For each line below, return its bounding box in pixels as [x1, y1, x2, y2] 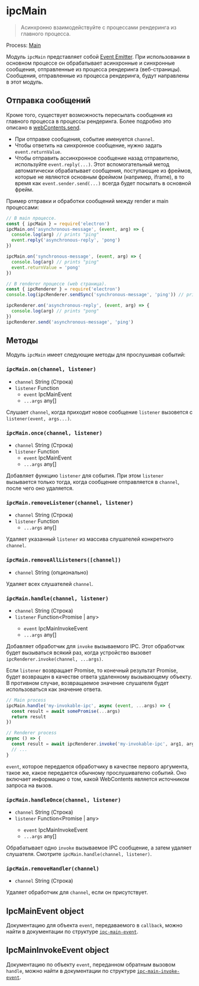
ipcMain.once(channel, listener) [6, 429, 102, 436]
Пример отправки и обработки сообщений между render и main [6, 197, 169, 204]
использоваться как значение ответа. [6, 686, 102, 693]
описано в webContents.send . [6, 123, 81, 131]
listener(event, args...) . [6, 414, 72, 422]
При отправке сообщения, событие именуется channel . [14, 135, 155, 142]
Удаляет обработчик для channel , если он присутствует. [6, 889, 148, 896]
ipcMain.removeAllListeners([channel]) [6, 557, 121, 563]
